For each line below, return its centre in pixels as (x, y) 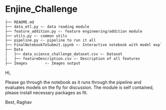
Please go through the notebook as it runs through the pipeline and (73, 82)
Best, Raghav (19, 102)
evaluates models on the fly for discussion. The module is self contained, (80, 87)
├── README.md (20, 22)
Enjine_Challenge (41, 9)
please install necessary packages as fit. (46, 92)
